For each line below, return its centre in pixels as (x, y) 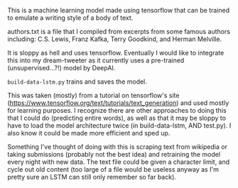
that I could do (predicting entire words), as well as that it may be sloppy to (117, 118)
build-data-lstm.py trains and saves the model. (77, 82)
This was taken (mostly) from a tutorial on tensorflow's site (93, 95)
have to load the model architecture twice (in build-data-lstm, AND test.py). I (119, 126)
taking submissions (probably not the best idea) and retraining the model (114, 154)
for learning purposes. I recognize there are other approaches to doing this (117, 110)
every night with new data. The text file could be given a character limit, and (119, 162)
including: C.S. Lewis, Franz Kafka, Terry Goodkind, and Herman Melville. (115, 39)
